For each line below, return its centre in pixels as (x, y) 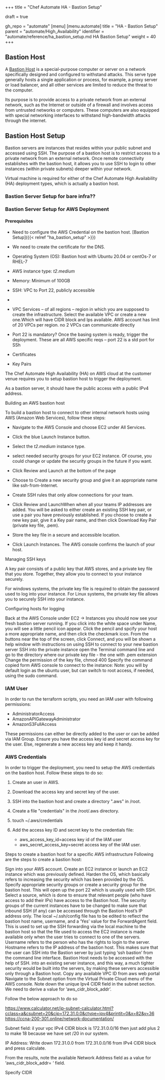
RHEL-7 (20, 261)
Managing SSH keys (26, 559)
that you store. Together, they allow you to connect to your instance (73, 574)
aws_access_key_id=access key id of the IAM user (70, 840)
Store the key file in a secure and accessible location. (66, 535)
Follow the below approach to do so (41, 999)
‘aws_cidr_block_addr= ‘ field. (35, 1063)
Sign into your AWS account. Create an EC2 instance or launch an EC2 (76, 869)
